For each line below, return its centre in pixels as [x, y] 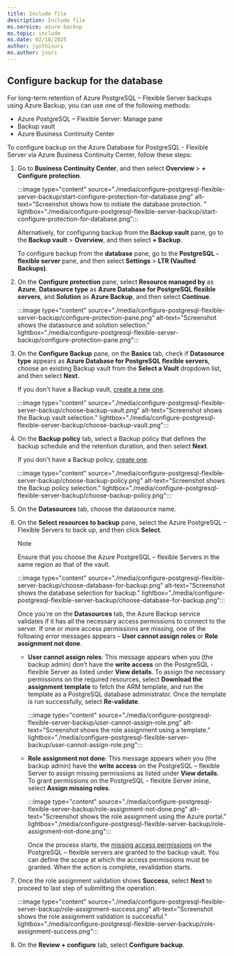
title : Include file [37, 14]
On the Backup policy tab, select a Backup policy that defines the [112, 438]
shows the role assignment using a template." [145, 730]
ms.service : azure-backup [45, 27]
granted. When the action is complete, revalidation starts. [110, 867]
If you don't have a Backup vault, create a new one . [91, 389]
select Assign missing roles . [69, 788]
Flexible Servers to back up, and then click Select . [89, 530]
